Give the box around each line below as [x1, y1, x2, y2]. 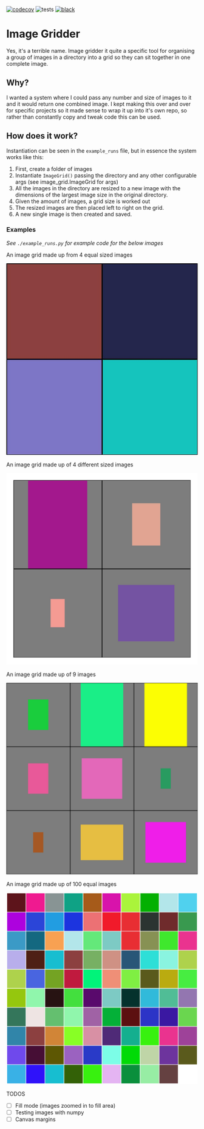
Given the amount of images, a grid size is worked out [15, 198, 151, 205]
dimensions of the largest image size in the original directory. [15, 191, 168, 198]
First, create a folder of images [15, 165, 92, 173]
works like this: [6, 153, 44, 161]
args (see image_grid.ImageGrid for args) [15, 178, 118, 185]
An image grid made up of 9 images [6, 671, 96, 678]
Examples [6, 226, 36, 234]
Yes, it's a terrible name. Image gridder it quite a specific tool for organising [6, 47, 195, 54]
